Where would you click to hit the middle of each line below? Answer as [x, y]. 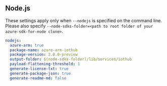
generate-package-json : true [40, 73]
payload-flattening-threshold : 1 [45, 64]
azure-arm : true [27, 45]
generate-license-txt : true [39, 69]
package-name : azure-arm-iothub [44, 50]
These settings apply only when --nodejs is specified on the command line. [84, 20]
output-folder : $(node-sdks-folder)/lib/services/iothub [71, 59]
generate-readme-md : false [38, 78]
